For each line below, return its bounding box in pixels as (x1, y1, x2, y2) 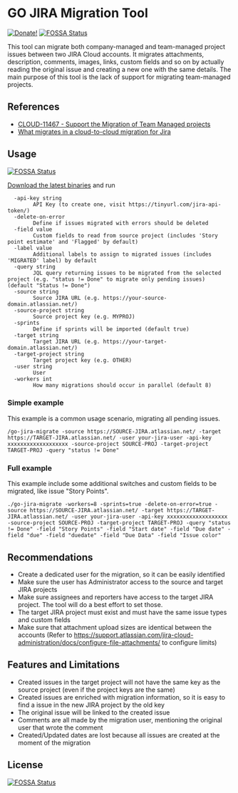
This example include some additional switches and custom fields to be (7, 480, 217, 488)
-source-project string (14, 306, 84, 314)
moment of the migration (17, 738, 91, 747)
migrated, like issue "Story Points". (7, 487, 109, 496)
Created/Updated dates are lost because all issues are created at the (17, 730, 220, 739)
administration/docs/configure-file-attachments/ (17, 638, 160, 646)
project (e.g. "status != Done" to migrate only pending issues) (7, 276, 205, 283)
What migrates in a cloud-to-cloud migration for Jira (17, 127, 171, 136)
